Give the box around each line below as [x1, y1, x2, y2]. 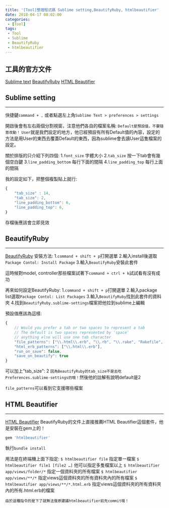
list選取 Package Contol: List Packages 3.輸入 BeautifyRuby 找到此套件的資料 [5, 294, 162, 300]
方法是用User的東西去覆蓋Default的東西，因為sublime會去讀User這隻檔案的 [5, 135, 162, 142]
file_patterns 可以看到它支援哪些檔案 [5, 385, 83, 391]
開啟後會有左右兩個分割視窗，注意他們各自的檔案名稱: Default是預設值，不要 [5, 123, 160, 129]
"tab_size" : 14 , [14, 191, 51, 196]
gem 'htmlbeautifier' [5, 435, 51, 440]
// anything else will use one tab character [14, 335, 112, 340]
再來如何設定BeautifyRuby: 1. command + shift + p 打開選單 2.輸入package [5, 287, 157, 293]
